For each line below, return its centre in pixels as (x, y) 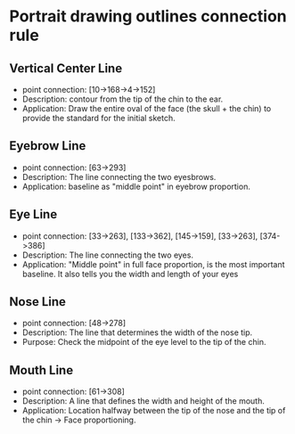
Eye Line (33, 214)
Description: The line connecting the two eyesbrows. (119, 176)
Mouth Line (41, 370)
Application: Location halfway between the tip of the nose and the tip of (154, 411)
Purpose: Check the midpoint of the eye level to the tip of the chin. (144, 342)
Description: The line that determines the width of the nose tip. (137, 332)
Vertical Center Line (66, 68)
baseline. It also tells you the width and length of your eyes (130, 274)
